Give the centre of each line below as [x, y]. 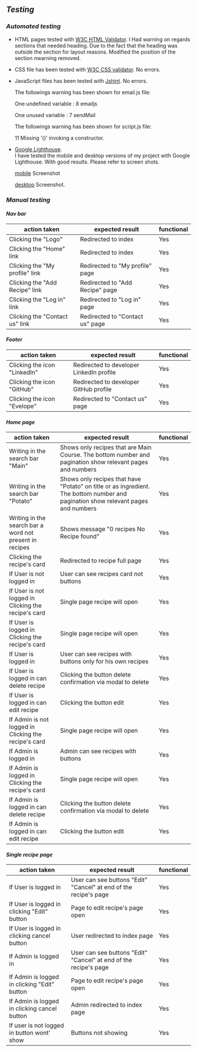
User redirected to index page [112, 936]
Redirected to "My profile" [116, 265]
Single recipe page [29, 854]
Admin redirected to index [106, 1005]
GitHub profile [92, 389]
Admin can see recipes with [98, 751]
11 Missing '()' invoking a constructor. [59, 138]
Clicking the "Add [33, 282]
